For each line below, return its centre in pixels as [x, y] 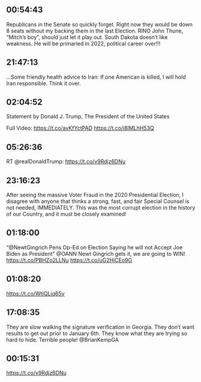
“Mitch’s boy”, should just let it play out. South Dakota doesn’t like [87, 37]
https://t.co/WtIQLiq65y [35, 293]
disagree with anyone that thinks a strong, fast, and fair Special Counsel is [98, 201]
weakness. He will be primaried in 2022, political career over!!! [83, 43]
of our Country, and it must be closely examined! [67, 214]
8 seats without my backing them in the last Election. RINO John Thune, [95, 31]
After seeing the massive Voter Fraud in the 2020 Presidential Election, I [95, 195]
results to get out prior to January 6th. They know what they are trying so [97, 333]
